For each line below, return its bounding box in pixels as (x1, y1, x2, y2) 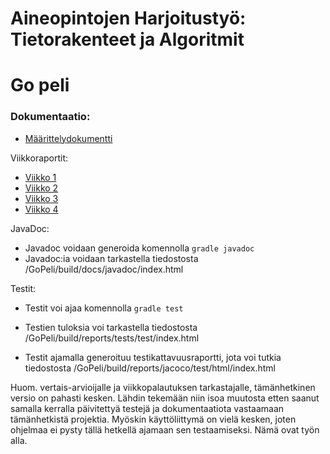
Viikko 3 (24, 192, 59, 204)
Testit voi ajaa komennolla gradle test (24, 302, 184, 314)
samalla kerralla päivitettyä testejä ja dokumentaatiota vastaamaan (10, 402, 285, 414)
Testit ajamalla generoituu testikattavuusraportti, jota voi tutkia (24, 351, 282, 363)
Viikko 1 (24, 171, 57, 183)
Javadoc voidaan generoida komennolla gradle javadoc (24, 242, 255, 254)
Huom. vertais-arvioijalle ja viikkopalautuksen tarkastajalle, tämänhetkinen (10, 381, 316, 393)
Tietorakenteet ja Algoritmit (10, 28, 245, 51)
